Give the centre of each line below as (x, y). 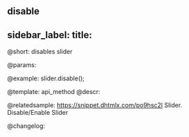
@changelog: (26, 126)
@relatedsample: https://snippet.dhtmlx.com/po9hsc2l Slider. (94, 105)
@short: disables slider (40, 52)
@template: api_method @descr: (54, 92)
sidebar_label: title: (49, 35)
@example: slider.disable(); (46, 78)
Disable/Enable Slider (38, 113)
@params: (22, 65)
